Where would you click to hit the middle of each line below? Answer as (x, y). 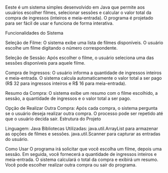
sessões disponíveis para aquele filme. (45, 63)
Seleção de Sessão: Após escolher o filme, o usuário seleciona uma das (79, 58)
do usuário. (17, 139)
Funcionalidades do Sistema (34, 33)
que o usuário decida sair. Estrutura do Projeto (53, 119)
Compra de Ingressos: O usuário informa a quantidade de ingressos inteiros (83, 73)
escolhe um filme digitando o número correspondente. (61, 48)
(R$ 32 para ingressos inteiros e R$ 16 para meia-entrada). (66, 83)
